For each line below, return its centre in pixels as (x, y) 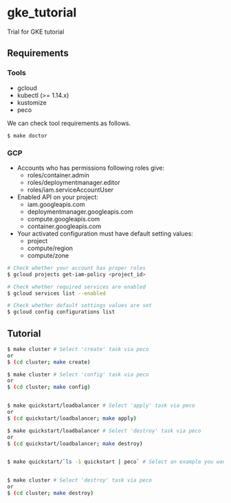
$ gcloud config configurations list (61, 312)
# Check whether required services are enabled (77, 287)
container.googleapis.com (64, 226)
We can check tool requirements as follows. (69, 123)
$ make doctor (27, 135)
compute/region (50, 248)
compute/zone (48, 255)
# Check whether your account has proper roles (77, 268)
